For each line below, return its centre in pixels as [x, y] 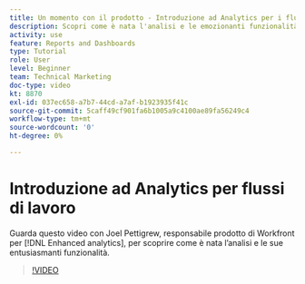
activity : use [36, 34]
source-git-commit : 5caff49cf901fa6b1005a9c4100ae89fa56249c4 [129, 111]
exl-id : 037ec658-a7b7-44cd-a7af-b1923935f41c [99, 102]
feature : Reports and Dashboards [73, 43]
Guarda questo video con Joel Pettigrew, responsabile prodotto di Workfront [152, 233]
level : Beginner [40, 69]
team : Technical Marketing [60, 77]
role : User [30, 60]
